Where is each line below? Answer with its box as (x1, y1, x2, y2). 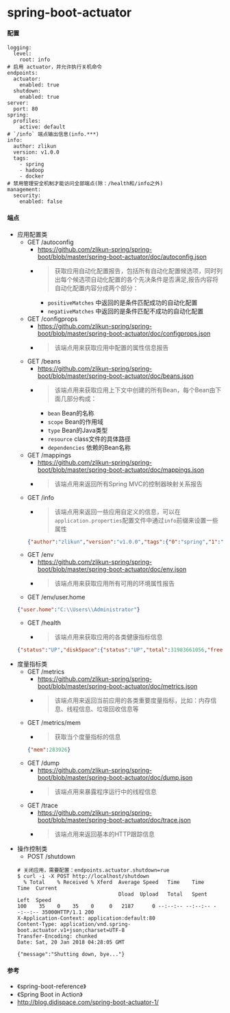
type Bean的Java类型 (47, 426, 108, 434)
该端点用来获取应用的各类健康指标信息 (54, 633, 163, 641)
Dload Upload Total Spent (118, 891, 207, 898)
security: (13, 192, 41, 200)
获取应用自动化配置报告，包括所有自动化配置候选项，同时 (54, 266, 217, 275)
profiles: (13, 118, 41, 125)
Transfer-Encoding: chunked (16, 933, 97, 940)
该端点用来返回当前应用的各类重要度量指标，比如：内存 (54, 696, 211, 704)
